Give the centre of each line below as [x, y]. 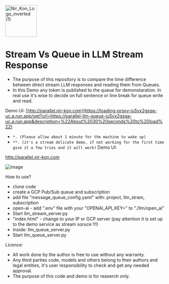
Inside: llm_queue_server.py [41, 229]
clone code [24, 186]
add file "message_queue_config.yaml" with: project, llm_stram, [78, 197]
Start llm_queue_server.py [39, 235]
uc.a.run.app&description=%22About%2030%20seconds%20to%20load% [84, 121]
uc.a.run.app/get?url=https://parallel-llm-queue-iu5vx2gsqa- [69, 116]
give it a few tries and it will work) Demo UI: [65, 147]
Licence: [14, 245]
